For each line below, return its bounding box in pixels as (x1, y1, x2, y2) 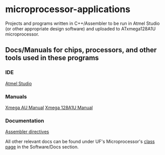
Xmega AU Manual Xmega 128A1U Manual (5, 104, 93, 110)
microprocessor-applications (5, 4, 131, 15)
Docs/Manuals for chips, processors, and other (5, 46, 157, 54)
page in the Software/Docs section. (5, 144, 79, 150)
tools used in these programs (5, 54, 99, 62)
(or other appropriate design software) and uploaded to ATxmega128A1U (5, 25, 156, 31)
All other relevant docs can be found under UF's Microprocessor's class (5, 138, 155, 145)
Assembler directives (5, 129, 49, 135)
